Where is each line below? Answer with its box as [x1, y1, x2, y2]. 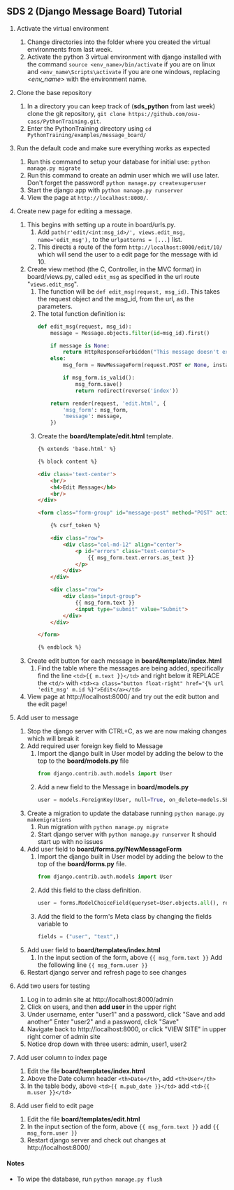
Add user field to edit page [16, 1101, 94, 1110]
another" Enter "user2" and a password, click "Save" [27, 1017, 180, 1026]
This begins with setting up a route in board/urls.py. [27, 220, 176, 229]
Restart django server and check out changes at [27, 1135, 166, 1144]
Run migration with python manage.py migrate [37, 822, 169, 831]
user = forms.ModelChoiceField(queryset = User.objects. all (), [37, 899, 219, 906]
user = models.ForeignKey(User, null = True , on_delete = [37, 796, 200, 803]
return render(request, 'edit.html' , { [50, 400, 166, 407]
